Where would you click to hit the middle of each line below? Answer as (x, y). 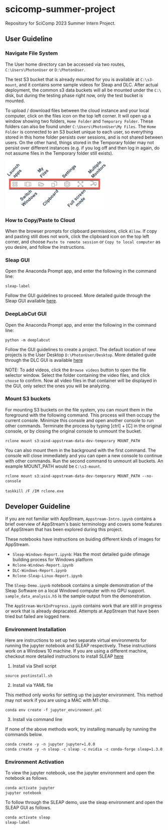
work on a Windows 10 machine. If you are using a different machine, (76, 651)
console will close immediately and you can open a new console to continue (84, 455)
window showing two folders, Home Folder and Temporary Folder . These (79, 121)
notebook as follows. (27, 778)
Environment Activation (35, 762)
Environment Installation (36, 629)
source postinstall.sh (29, 676)
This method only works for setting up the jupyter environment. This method (84, 695)
